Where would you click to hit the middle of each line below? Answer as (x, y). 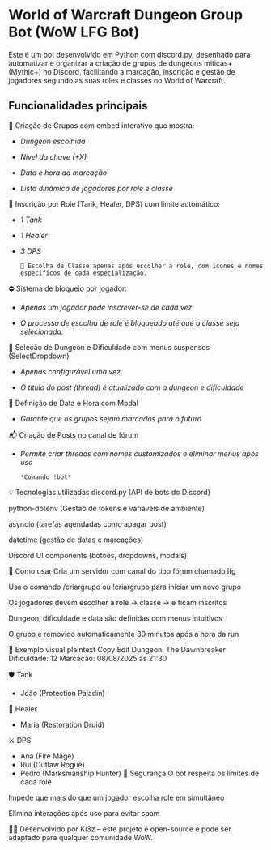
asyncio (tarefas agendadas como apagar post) (88, 523)
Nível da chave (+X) (53, 156)
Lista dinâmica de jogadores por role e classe (97, 188)
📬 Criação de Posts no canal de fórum (74, 434)
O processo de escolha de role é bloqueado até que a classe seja (130, 322)
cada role (36, 782)
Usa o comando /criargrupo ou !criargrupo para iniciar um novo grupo (125, 587)
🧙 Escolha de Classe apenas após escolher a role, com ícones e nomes (142, 266)
